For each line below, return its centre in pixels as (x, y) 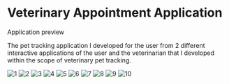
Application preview (36, 32)
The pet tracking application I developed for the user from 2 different (106, 45)
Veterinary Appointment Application (115, 13)
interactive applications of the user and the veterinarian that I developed (111, 53)
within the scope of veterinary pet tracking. (69, 60)
